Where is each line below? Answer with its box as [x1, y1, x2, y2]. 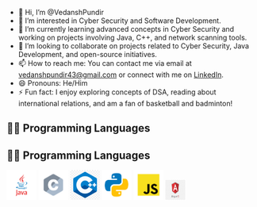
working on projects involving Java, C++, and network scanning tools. [17, 33, 247, 42]
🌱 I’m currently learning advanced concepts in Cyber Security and [17, 25, 235, 33]
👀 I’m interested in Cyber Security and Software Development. [17, 16, 222, 25]
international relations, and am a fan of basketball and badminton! [17, 99, 233, 108]
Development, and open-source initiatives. [17, 50, 157, 59]
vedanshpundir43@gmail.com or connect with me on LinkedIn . [17, 70, 224, 79]
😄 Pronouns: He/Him [17, 79, 88, 87]
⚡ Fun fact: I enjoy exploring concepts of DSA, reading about [17, 87, 217, 97]
